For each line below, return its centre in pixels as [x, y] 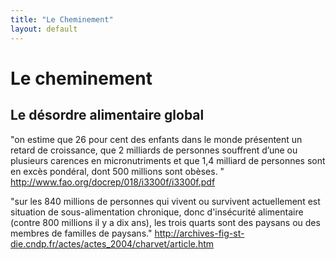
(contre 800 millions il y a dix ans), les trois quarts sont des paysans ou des [165, 222]
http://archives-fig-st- [199, 233]
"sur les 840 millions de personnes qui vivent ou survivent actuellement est [165, 201]
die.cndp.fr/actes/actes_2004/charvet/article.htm [112, 243]
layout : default [44, 29]
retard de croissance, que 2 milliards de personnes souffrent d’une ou [154, 150]
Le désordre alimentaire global [107, 115]
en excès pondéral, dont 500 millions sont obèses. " [117, 171]
